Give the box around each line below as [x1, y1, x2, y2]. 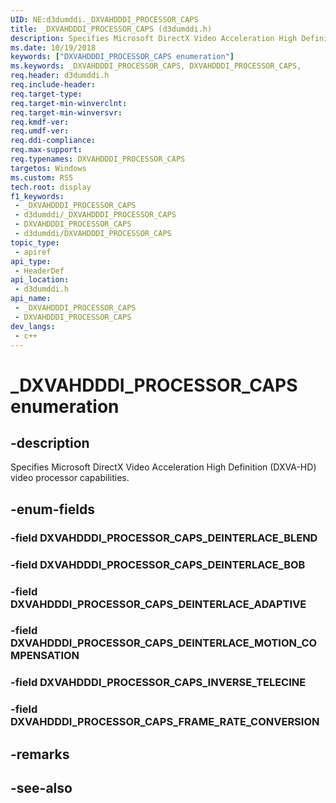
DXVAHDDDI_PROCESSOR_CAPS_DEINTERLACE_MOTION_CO [10, 636, 318, 650]
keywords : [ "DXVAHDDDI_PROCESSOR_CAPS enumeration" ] [10, 52, 235, 62]
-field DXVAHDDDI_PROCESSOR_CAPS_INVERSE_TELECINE [10, 676, 307, 690]
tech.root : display [10, 182, 92, 192]
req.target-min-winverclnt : [10, 98, 128, 108]
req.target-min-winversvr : [10, 107, 123, 118]
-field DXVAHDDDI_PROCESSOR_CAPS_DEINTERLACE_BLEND [10, 531, 318, 545]
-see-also [10, 780, 73, 797]
